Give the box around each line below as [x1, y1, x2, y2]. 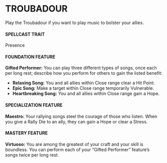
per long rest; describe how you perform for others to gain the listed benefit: [5, 70, 162, 76]
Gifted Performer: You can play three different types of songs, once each [5, 65, 157, 71]
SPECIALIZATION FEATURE [5, 102, 63, 108]
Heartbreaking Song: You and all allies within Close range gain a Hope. [12, 91, 160, 97]
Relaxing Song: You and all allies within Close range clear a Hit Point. [12, 80, 155, 86]
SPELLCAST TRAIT [5, 31, 45, 37]
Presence [5, 42, 25, 48]
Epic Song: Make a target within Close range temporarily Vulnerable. [12, 85, 154, 91]
